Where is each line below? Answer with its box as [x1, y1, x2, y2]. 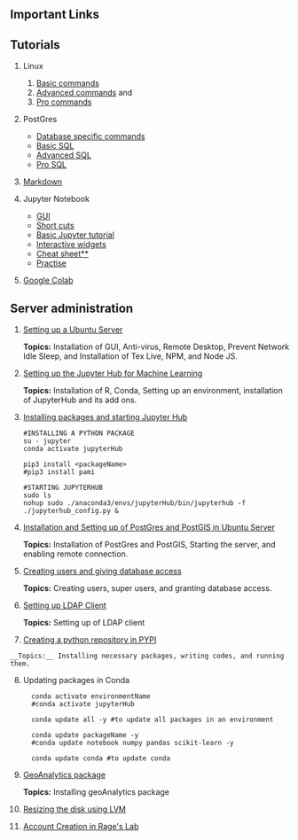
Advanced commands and [35, 88, 133, 98]
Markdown [22, 176, 63, 187]
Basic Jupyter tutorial [35, 229, 114, 240]
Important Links [10, 7, 100, 22]
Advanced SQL [35, 150, 92, 160]
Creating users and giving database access [22, 566, 182, 577]
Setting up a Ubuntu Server [22, 324, 123, 335]
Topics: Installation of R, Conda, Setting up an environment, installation [22, 385, 283, 396]
